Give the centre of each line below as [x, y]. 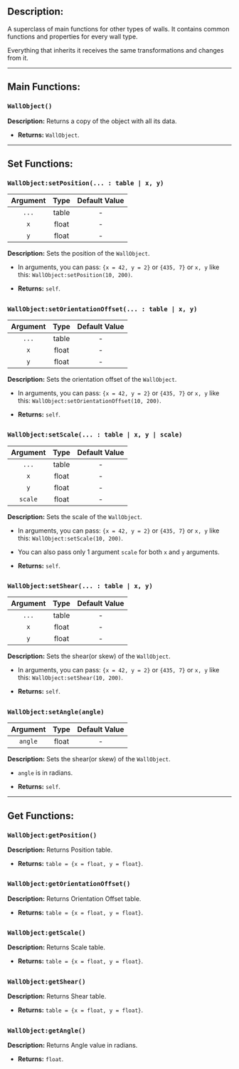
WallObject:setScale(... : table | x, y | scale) [95, 435]
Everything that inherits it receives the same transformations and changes [116, 50]
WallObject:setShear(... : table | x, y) [80, 586]
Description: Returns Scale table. [56, 947]
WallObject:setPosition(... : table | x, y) [86, 183]
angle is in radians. [45, 773]
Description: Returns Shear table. [57, 996]
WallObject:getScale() [47, 933]
